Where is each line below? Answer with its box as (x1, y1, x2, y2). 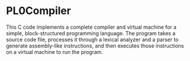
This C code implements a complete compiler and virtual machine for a (6, 23, 177, 30)
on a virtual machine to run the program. (6, 48, 103, 55)
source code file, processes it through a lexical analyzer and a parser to (6, 36, 179, 43)
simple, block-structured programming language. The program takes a (6, 29, 176, 36)
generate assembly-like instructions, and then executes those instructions (6, 42, 184, 49)
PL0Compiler (6, 4, 71, 18)
